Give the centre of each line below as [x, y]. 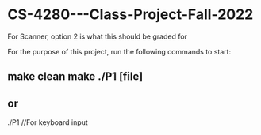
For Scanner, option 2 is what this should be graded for [98, 36]
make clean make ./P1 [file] [75, 77]
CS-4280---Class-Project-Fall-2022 [130, 15]
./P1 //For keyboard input [48, 122]
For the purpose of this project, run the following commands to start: [119, 51]
